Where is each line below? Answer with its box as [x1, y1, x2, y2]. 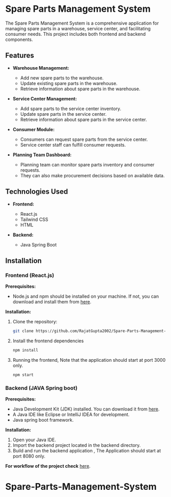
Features [5, 51, 34, 60]
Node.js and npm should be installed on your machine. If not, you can [12, 293, 159, 300]
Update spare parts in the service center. [20, 111, 107, 117]
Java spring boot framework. [12, 417, 74, 423]
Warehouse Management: [12, 65, 69, 71]
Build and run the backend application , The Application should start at [12, 448, 161, 454]
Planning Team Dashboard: [12, 152, 72, 158]
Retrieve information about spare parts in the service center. [20, 116, 147, 122]
